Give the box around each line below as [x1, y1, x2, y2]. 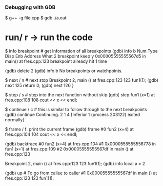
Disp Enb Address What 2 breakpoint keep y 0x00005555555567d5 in [5, 53, 146, 59]
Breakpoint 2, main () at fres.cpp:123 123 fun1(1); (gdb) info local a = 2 [5, 161, 145, 167]
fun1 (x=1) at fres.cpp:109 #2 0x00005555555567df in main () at [5, 146, 134, 152]
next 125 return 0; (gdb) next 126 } [5, 82, 74, 89]
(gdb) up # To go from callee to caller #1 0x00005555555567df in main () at [5, 170, 157, 176]
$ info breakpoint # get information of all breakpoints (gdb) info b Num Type [5, 48, 158, 54]
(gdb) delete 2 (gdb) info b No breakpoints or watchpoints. [5, 68, 123, 74]
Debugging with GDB [5, 4, 56, 11]
